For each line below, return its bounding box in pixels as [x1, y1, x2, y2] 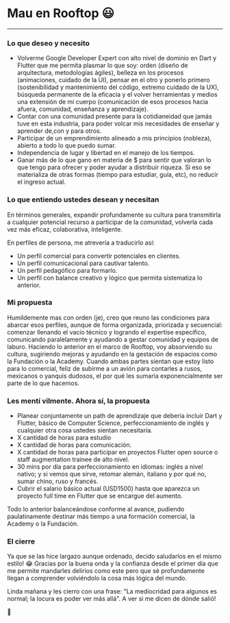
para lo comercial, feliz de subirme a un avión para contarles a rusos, [7, 364, 202, 372]
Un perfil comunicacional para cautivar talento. [16, 259, 150, 267]
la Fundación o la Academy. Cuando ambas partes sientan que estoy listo [7, 357, 214, 365]
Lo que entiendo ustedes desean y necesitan [7, 195, 159, 204]
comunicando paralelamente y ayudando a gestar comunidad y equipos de [7, 335, 219, 343]
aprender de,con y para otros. [16, 127, 102, 135]
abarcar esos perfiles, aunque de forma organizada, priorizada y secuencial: [7, 321, 223, 329]
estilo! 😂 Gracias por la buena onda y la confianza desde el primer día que [7, 559, 219, 567]
